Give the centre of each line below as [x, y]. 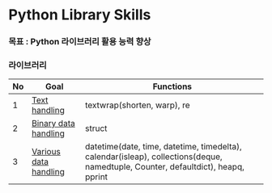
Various [46, 152]
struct [96, 128]
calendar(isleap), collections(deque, [153, 157]
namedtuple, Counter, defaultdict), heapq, [164, 167]
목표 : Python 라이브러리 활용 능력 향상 [80, 42]
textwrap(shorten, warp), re [137, 105]
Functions [172, 86]
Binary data [53, 124]
